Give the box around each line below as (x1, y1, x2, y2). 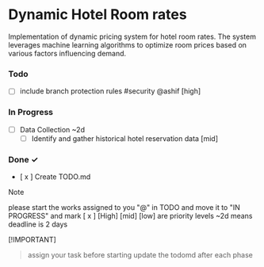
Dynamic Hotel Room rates (8, 6, 188, 24)
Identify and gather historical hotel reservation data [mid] (31, 133, 219, 143)
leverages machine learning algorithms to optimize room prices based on (8, 40, 247, 49)
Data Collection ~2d (19, 124, 86, 134)
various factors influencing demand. (8, 48, 127, 58)
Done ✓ (8, 154, 39, 165)
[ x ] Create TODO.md (19, 172, 91, 181)
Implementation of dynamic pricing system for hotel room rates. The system (8, 32, 256, 41)
